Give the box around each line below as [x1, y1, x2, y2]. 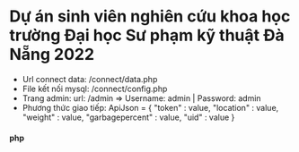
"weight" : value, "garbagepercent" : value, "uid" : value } [22, 112, 235, 122]
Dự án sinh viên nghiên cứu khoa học [9, 6, 291, 27]
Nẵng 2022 [9, 45, 95, 64]
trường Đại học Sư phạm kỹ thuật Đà [9, 25, 285, 46]
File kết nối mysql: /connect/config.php [22, 83, 168, 94]
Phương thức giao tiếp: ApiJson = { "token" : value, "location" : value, [22, 102, 279, 113]
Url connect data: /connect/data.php [22, 73, 158, 84]
